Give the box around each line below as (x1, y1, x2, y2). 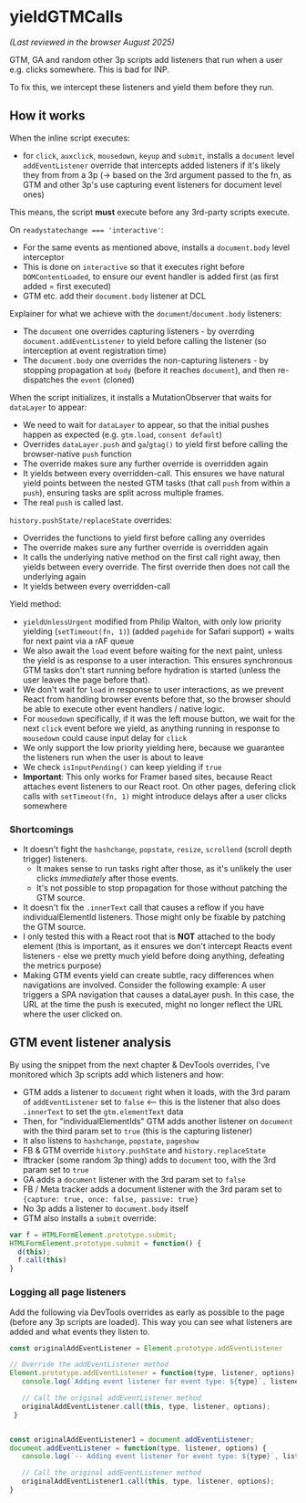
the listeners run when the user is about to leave (22, 751, 204, 763)
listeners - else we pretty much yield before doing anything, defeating (22, 951, 285, 962)
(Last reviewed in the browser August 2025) (9, 37, 175, 47)
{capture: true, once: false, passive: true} (22, 1195, 199, 1204)
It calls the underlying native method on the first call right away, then (22, 551, 280, 562)
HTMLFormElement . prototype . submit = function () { (9, 1238, 202, 1247)
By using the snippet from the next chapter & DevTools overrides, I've (9, 1059, 270, 1070)
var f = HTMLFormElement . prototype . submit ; (9, 1230, 178, 1239)
